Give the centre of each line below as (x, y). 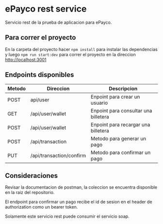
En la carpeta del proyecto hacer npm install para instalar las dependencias (81, 49)
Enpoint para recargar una (120, 125)
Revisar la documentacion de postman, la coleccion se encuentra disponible (81, 187)
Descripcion (123, 88)
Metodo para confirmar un (121, 152)
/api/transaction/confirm (58, 155)
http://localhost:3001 (26, 60)
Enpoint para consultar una (121, 111)
